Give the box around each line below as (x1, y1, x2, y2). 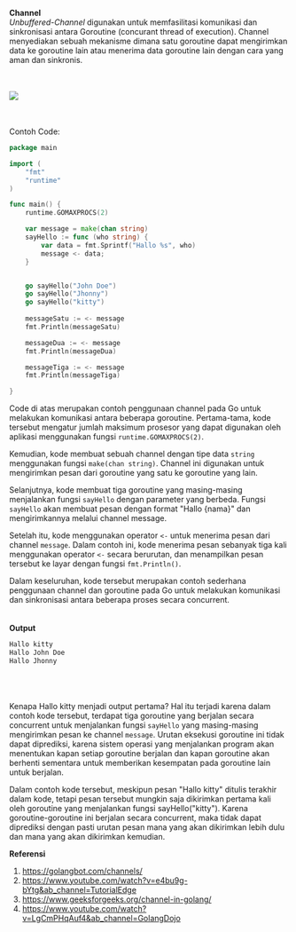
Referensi (9, 848, 46, 859)
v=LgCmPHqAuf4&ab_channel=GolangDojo (21, 912, 182, 923)
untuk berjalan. (9, 767, 65, 778)
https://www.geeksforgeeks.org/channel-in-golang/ (21, 894, 212, 904)
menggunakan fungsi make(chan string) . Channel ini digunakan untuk (9, 458, 264, 469)
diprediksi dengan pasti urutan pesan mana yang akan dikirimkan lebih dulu (9, 821, 285, 833)
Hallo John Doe (9, 648, 66, 657)
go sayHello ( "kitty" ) (25, 297, 105, 307)
